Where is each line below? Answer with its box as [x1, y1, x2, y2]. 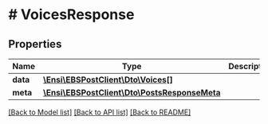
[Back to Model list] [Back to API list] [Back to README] [8, 107, 191, 117]
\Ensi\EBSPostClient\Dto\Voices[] [42, 74, 173, 85]
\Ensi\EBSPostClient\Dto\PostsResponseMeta [42, 87, 221, 98]
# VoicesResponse [8, 6, 135, 24]
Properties [8, 37, 62, 51]
